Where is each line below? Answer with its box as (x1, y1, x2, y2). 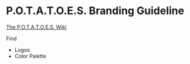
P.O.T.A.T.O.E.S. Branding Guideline (6, 4, 185, 18)
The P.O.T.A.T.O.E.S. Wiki (6, 23, 67, 31)
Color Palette (14, 52, 46, 59)
